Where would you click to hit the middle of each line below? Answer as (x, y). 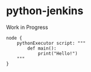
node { (14, 38)
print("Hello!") (58, 53)
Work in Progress (27, 27)
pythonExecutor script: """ (51, 43)
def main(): (42, 48)
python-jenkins (45, 11)
